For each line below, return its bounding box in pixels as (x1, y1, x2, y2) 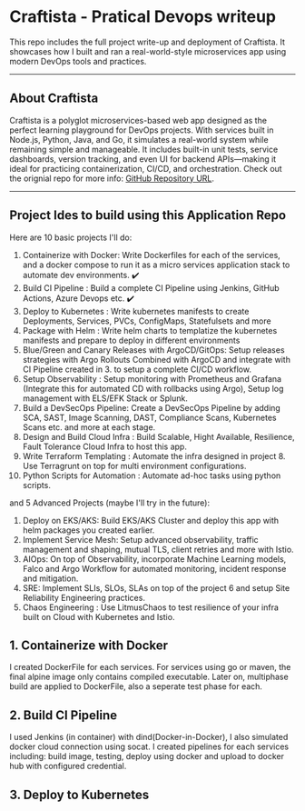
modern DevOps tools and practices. (9, 55, 147, 66)
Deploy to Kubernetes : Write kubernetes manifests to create (22, 305, 250, 316)
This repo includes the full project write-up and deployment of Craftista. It (9, 36, 286, 47)
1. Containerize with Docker (9, 637, 169, 653)
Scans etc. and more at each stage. (22, 421, 156, 433)
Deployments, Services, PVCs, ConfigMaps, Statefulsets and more (22, 315, 271, 326)
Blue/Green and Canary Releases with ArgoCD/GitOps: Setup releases (22, 344, 285, 355)
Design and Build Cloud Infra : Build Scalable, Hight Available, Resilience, (22, 431, 295, 442)
